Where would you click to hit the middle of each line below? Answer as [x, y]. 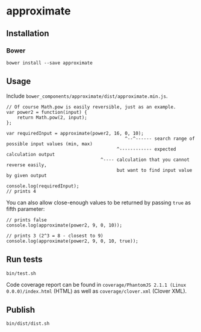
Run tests [24, 259]
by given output [26, 175]
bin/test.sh [21, 273]
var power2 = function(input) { [47, 112]
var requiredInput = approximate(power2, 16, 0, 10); [75, 133]
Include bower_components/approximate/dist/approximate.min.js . [87, 96]
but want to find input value [154, 170]
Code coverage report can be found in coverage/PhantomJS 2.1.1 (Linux [96, 284]
